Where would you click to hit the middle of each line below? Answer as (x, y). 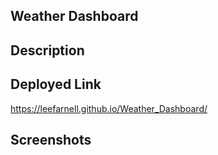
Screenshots (51, 139)
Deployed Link (56, 84)
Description (47, 50)
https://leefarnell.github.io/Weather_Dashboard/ (109, 108)
